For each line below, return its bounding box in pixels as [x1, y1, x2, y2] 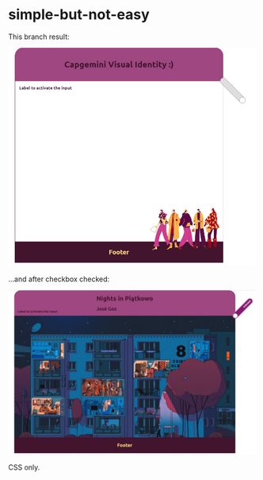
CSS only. [8, 463, 40, 472]
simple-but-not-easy [8, 6, 151, 24]
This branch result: [8, 32, 70, 41]
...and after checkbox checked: [8, 274, 110, 284]
